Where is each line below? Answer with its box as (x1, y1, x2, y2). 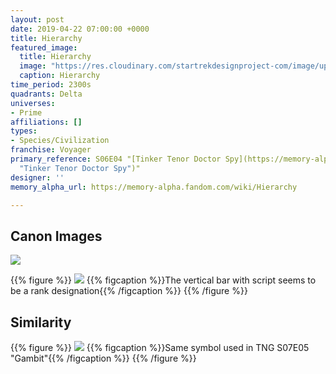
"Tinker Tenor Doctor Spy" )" (19, 163, 141, 173)
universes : (10, 98, 56, 108)
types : (10, 126, 38, 136)
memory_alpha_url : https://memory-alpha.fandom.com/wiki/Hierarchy (10, 182, 298, 192)
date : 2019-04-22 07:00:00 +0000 (10, 24, 150, 34)
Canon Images (10, 227, 103, 245)
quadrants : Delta (10, 89, 83, 99)
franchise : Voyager (10, 145, 92, 155)
